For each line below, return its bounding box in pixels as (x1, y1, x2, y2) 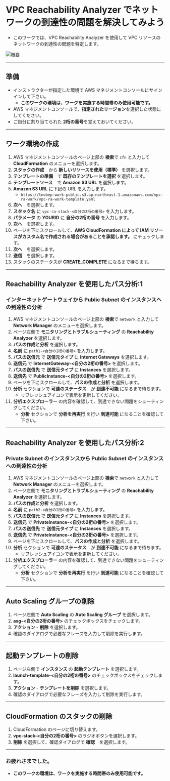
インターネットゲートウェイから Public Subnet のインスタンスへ (6, 296, 162, 303)
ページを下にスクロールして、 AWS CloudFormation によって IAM (13, 227, 149, 233)
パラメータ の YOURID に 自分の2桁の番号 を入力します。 (13, 214, 132, 220)
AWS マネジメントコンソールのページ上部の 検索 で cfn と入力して (13, 154, 150, 160)
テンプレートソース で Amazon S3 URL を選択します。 (13, 179, 129, 185)
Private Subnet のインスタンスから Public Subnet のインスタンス (6, 455, 164, 462)
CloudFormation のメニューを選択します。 (13, 160, 102, 167)
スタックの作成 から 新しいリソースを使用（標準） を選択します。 (13, 167, 152, 173)
